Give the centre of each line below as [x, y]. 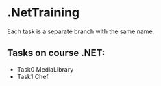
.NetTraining [44, 13]
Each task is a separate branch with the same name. [81, 31]
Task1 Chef [33, 76]
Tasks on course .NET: [56, 53]
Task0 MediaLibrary [45, 69]
